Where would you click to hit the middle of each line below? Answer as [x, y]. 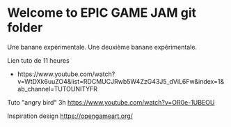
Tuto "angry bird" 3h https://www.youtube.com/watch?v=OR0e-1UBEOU [111, 102]
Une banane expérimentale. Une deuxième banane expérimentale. [102, 47]
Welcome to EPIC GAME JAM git [102, 13]
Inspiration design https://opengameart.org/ [70, 116]
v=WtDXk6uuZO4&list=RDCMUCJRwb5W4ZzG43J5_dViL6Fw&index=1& [121, 81]
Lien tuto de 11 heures [38, 60]
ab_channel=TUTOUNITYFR [57, 89]
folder [25, 28]
